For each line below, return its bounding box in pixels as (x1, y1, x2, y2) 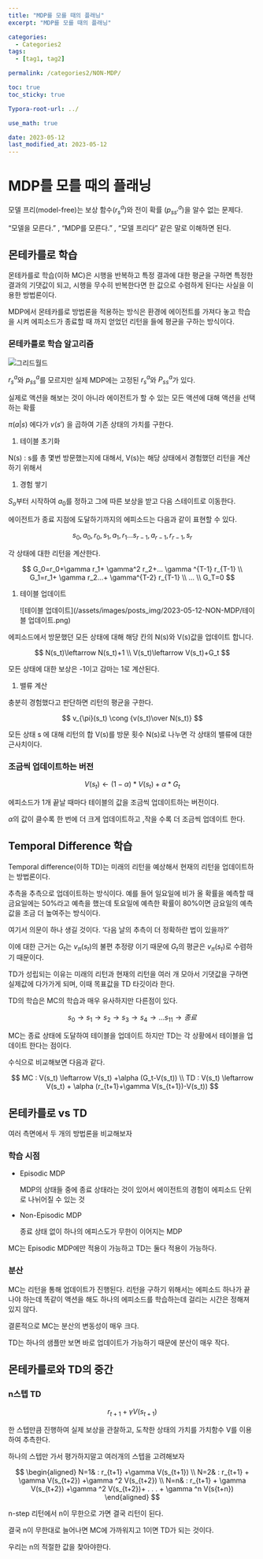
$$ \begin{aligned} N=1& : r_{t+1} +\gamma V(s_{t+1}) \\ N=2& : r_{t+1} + (15, 1468, 250, 1477)
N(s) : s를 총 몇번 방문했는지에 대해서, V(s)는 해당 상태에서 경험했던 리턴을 (8, 454, 236, 463)
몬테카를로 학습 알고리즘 (8, 339, 94, 350)
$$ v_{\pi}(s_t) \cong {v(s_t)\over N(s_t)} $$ (61, 713, 203, 723)
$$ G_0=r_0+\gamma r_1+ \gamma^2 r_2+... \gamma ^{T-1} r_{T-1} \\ (22, 564, 243, 573)
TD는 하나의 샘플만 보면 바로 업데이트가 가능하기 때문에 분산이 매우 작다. (8, 1338, 230, 1347)
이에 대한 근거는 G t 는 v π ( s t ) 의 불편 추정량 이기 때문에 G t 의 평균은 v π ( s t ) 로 (8, 942, 232, 953)
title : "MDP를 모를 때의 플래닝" (8, 11, 105, 20)
